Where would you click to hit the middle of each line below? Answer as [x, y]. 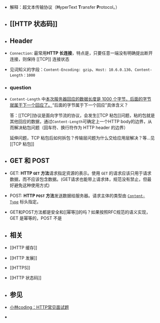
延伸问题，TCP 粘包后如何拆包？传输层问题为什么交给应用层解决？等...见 [82, 138]
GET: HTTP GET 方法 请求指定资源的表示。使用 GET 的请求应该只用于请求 [80, 173]
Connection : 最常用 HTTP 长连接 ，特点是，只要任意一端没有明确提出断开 [81, 53]
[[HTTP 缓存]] [23, 248]
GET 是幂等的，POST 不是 [36, 218]
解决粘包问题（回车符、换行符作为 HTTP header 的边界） [71, 127]
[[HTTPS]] [20, 268]
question [20, 88]
